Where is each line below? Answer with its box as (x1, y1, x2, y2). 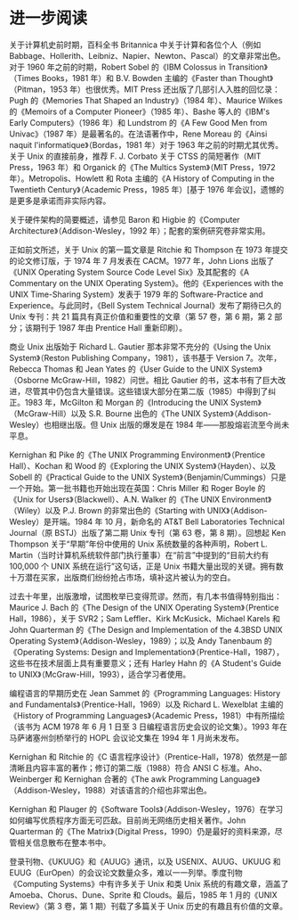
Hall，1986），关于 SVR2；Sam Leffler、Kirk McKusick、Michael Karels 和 (9, 612, 280, 624)
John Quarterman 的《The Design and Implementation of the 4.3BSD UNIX (9, 624, 283, 635)
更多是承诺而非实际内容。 (16, 195, 111, 206)
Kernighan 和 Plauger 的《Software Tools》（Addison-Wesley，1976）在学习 (9, 803, 283, 814)
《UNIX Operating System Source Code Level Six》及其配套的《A (9, 267, 250, 277)
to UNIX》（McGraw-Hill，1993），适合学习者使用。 (9, 669, 191, 679)
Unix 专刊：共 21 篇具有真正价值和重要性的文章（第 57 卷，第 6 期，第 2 (9, 311, 273, 322)
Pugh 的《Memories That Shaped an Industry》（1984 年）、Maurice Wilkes (9, 94, 283, 105)
